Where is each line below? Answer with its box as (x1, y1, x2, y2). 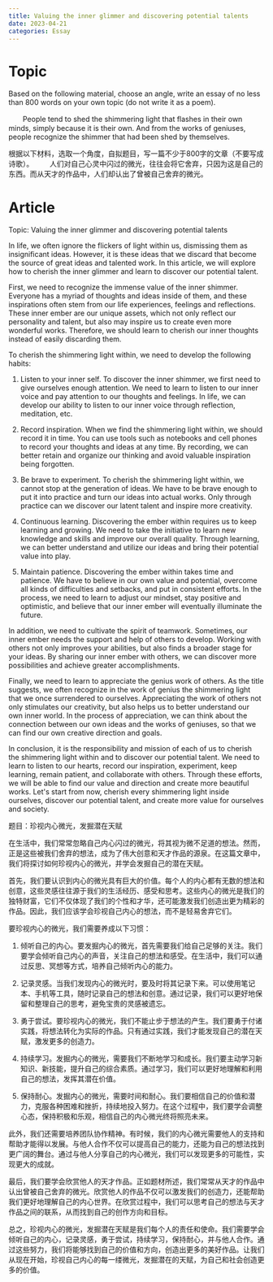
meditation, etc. (19, 409, 73, 419)
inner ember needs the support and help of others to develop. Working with (8, 635, 262, 645)
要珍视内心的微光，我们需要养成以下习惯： (8, 923, 151, 933)
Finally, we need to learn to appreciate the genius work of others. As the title (8, 676, 264, 686)
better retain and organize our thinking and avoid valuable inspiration (19, 450, 251, 460)
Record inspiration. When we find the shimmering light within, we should (19, 424, 262, 435)
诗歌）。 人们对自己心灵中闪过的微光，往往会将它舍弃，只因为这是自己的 (8, 159, 263, 169)
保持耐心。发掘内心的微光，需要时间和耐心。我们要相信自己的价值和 (19, 1091, 249, 1102)
